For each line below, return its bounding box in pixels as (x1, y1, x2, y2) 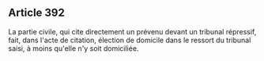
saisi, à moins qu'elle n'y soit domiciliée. (8, 43, 139, 53)
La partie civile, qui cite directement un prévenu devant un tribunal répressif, (8, 27, 257, 36)
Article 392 (8, 6, 65, 20)
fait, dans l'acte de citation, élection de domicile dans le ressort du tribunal (8, 35, 251, 45)
